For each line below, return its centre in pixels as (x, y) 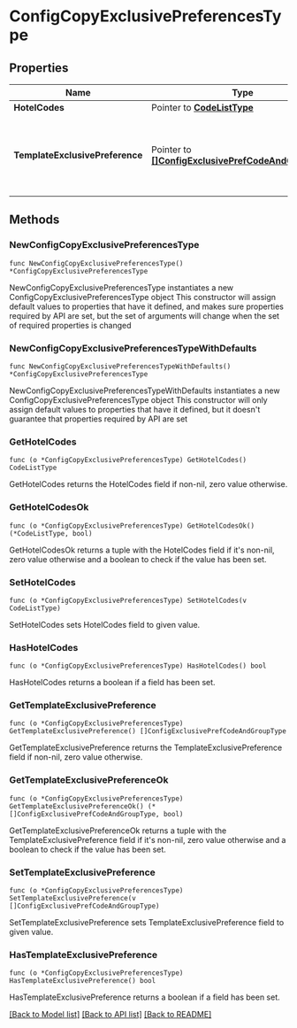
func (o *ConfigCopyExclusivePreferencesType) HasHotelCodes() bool (138, 666)
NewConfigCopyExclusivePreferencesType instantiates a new (122, 287)
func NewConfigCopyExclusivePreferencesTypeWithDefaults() (120, 366)
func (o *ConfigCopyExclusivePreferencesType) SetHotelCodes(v (128, 600)
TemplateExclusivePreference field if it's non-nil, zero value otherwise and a (148, 839)
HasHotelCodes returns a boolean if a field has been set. (112, 683)
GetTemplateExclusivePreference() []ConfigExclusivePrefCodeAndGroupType (148, 731)
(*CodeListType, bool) (51, 533)
